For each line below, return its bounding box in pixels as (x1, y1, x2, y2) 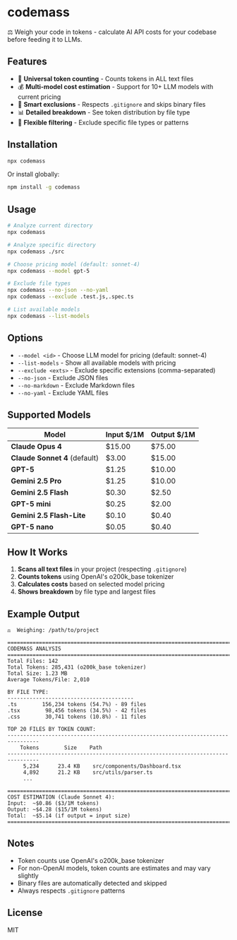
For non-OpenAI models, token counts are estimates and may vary (17, 864, 211, 872)
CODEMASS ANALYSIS (7, 645, 61, 652)
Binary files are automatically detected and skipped (17, 879, 167, 887)
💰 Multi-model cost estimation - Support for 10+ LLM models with (17, 82, 214, 90)
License (7, 907, 43, 919)
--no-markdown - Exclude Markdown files (17, 381, 135, 389)
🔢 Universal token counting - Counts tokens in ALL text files (17, 74, 194, 83)
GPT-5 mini (11, 499, 51, 509)
